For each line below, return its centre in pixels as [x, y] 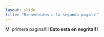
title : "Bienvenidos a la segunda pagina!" [53, 15]
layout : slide [20, 10]
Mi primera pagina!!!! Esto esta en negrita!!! [52, 29]
